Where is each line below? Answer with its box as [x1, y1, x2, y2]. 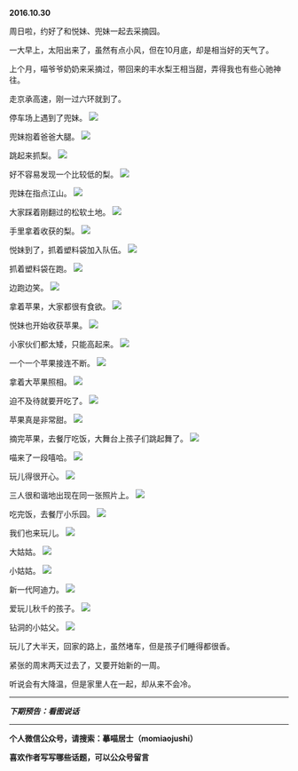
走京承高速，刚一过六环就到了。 [9, 93, 126, 104]
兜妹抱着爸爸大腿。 [9, 131, 80, 141]
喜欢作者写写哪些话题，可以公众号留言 [9, 752, 149, 762]
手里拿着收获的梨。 [9, 226, 80, 236]
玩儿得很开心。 [9, 471, 64, 481]
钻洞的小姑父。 [9, 622, 64, 632]
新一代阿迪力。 [9, 584, 64, 594]
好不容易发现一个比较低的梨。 [9, 169, 118, 179]
